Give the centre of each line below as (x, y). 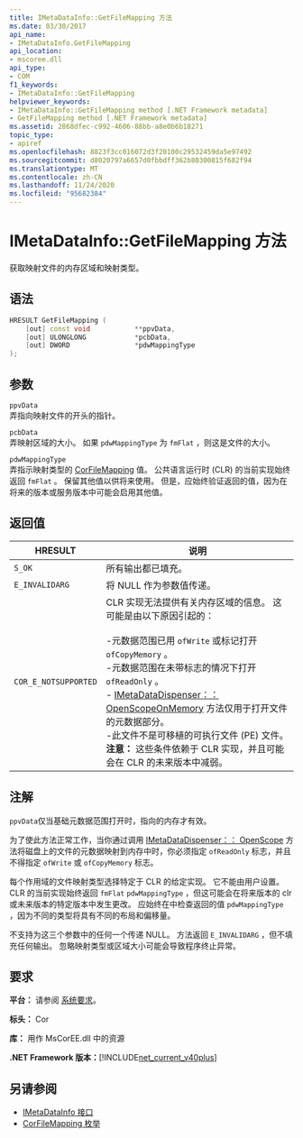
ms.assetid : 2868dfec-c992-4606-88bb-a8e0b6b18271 (106, 127)
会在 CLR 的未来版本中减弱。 (167, 762)
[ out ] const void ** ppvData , (101, 329)
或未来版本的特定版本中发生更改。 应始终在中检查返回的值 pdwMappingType (147, 904)
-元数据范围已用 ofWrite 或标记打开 (182, 640)
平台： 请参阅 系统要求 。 (55, 1000)
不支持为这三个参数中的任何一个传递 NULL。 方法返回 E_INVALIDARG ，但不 (147, 934)
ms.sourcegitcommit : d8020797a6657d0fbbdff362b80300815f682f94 (131, 160)
